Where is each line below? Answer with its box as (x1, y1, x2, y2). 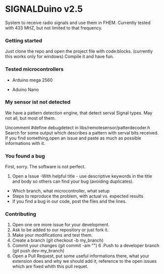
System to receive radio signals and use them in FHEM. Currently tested (5, 20, 151, 26)
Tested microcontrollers (5, 66, 64, 73)
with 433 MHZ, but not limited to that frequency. (5, 25, 103, 30)
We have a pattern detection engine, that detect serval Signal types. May (5, 110, 153, 116)
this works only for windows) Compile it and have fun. (5, 54, 114, 59)
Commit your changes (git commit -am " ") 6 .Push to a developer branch (12, 243, 160, 248)
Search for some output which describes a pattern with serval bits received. (5, 130, 159, 136)
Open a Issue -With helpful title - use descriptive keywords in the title (12, 173, 152, 179)
